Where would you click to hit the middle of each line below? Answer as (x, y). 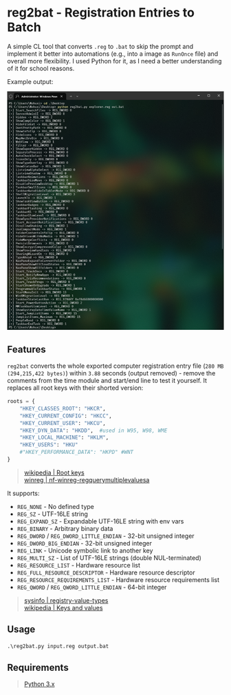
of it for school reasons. (41, 68)
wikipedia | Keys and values (63, 608)
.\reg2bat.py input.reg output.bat (58, 646)
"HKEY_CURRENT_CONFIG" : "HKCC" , (66, 416)
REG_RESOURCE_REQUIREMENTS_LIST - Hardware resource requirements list (118, 579)
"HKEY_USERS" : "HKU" (49, 445)
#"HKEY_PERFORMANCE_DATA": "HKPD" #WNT (77, 453)
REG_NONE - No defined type (55, 506)
